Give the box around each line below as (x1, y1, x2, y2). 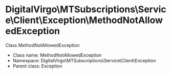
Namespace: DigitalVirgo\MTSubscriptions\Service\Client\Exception (12, 57, 156, 63)
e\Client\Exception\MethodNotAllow (5, 14, 163, 26)
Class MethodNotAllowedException (5, 42, 80, 48)
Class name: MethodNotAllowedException (12, 52, 102, 58)
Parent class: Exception (12, 63, 62, 69)
